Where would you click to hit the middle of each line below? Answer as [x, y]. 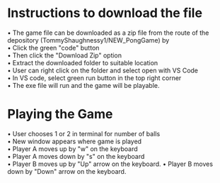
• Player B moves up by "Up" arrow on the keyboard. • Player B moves [110, 164]
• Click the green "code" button [53, 48]
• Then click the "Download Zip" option [65, 55]
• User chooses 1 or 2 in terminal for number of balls [84, 133]
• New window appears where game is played [75, 141]
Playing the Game [60, 114]
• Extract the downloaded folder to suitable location [83, 62]
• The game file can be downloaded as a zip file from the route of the [108, 33]
